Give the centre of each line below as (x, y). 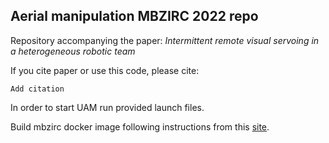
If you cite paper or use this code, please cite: (105, 70)
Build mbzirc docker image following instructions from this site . (140, 126)
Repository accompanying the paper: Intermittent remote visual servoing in (165, 40)
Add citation (37, 89)
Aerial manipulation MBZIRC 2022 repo (134, 16)
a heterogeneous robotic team (73, 51)
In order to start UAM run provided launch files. (107, 107)
